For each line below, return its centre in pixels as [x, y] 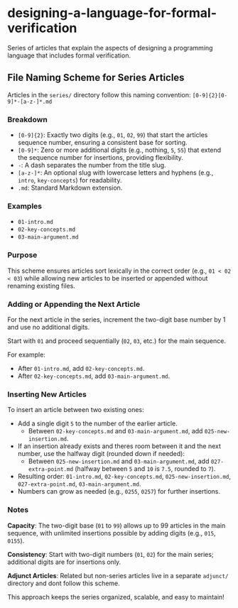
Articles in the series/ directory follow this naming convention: [99, 94]
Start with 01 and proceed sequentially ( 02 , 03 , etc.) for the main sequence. [117, 341]
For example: [27, 354]
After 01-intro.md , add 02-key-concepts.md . [81, 368]
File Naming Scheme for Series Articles [96, 78]
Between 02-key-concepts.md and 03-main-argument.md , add [115, 431]
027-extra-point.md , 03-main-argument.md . [79, 484]
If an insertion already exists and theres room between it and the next [119, 446]
